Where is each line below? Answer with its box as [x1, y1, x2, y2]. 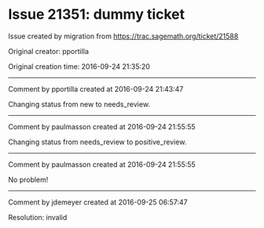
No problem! [8, 175, 49, 184]
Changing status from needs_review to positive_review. [8, 137, 187, 147]
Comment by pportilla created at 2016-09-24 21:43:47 [8, 84, 184, 93]
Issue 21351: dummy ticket [8, 5, 185, 24]
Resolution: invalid [8, 212, 68, 222]
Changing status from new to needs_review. [8, 100, 151, 109]
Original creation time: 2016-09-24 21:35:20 [8, 61, 151, 71]
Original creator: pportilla [8, 46, 89, 56]
